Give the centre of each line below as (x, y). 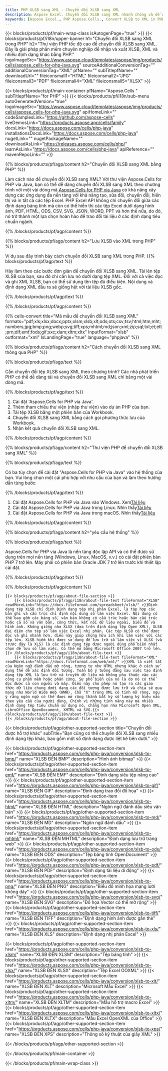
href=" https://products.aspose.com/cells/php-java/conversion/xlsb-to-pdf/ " (84, 865)
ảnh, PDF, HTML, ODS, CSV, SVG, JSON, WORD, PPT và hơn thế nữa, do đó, (84, 211)
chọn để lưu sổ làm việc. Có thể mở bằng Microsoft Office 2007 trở (78, 649)
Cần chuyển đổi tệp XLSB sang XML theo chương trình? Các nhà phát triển (82, 372)
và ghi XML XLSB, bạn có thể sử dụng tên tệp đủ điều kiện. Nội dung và (79, 282)
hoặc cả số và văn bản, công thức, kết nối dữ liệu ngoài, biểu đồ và (80, 622)
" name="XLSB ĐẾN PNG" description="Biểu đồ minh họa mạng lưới (85, 886)
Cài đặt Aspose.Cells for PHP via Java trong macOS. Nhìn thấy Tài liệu (84, 513)
